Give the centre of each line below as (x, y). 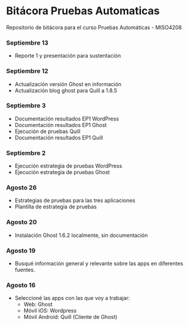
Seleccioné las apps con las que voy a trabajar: (72, 298)
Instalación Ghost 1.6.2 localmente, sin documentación (81, 235)
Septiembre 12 (27, 71)
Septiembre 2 (26, 153)
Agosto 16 (21, 285)
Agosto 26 (22, 188)
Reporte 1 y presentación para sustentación (68, 56)
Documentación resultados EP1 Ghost (61, 125)
